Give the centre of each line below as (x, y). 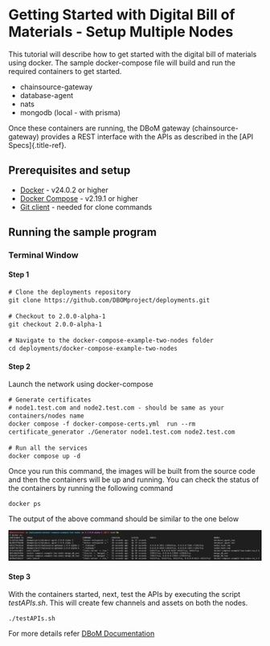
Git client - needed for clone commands (86, 207)
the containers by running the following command (91, 488)
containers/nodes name (46, 416)
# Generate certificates (50, 400)
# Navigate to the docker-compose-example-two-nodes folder (111, 341)
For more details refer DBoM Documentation (82, 634)
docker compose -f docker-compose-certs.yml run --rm (102, 424)
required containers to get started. (65, 71)
